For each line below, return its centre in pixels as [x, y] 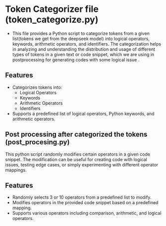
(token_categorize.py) [52, 20]
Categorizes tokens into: [37, 87]
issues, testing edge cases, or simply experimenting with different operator [82, 165]
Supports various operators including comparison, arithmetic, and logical [87, 213]
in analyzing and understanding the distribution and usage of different [83, 49]
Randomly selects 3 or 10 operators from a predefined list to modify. [82, 197]
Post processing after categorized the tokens [76, 135]
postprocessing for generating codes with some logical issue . [76, 59]
